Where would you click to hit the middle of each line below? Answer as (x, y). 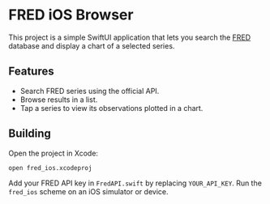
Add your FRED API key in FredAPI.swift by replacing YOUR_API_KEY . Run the (135, 183)
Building (30, 134)
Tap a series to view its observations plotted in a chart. (111, 108)
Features (31, 72)
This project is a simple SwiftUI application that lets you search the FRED (130, 37)
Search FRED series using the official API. (90, 91)
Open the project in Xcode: (54, 153)
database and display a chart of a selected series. (92, 45)
